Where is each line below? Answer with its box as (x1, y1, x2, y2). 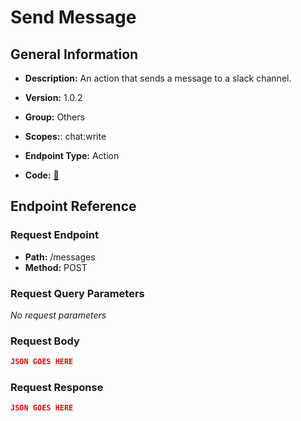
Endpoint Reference (10, 198, 137, 215)
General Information (10, 46, 139, 63)
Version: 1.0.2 (24, 92, 83, 103)
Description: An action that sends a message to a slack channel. (24, 72, 292, 84)
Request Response (10, 381, 104, 395)
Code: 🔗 (24, 169, 60, 181)
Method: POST (24, 261, 88, 273)
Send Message (10, 6, 137, 29)
